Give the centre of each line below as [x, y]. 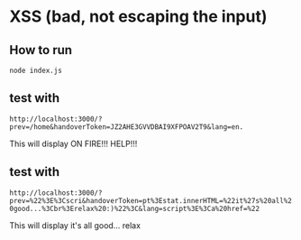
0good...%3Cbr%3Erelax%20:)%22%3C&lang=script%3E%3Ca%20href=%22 [134, 208]
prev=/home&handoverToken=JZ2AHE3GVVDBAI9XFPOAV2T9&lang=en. [127, 127]
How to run [41, 50]
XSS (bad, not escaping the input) [138, 17]
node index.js [36, 70]
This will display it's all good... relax [75, 225]
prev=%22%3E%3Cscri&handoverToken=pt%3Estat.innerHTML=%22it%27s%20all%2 [151, 200]
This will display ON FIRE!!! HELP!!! [73, 143]
